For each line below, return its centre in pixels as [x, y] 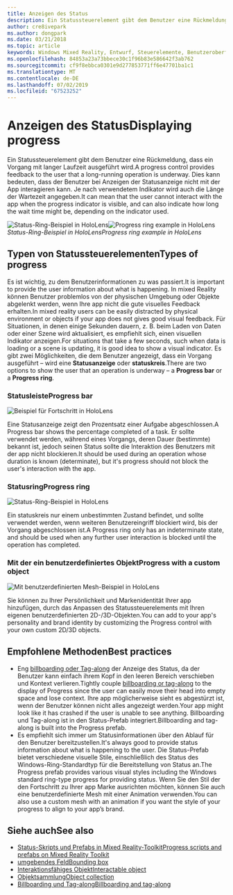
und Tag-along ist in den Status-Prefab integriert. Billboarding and [111, 720]
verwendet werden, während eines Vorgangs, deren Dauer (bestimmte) [109, 440]
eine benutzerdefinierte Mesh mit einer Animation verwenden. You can [117, 794]
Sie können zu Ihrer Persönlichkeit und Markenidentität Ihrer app [100, 600]
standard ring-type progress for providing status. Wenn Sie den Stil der [119, 779]
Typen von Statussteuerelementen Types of [103, 254]
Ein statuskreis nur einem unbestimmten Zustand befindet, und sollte [105, 515]
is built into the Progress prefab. [81, 727]
